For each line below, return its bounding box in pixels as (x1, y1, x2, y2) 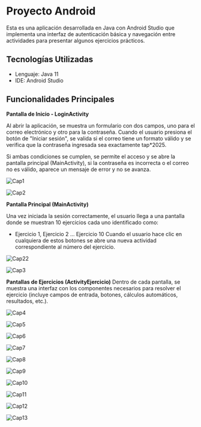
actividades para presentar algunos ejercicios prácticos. (6, 37, 145, 44)
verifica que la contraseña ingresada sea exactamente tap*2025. (6, 141, 167, 148)
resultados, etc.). (6, 297, 49, 305)
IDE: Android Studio (14, 76, 64, 84)
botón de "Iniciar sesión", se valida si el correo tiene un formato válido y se (6, 134, 191, 142)
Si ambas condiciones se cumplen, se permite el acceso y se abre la (6, 152, 176, 160)
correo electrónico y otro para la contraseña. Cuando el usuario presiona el (6, 128, 192, 136)
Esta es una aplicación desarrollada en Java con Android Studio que (6, 24, 175, 31)
